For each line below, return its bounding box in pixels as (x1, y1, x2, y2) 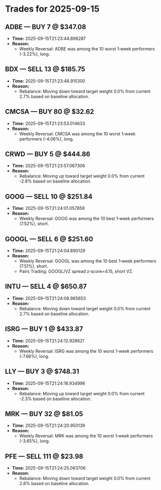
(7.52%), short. (19, 221, 49, 227)
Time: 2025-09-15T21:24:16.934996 (12, 380, 86, 386)
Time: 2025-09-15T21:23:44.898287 (12, 35, 86, 41)
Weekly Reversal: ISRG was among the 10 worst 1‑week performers (19, 348, 154, 354)
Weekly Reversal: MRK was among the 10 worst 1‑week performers (19, 433, 153, 439)
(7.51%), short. (19, 263, 48, 269)
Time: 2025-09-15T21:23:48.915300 (12, 78, 86, 84)
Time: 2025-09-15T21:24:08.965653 (12, 295, 86, 301)
